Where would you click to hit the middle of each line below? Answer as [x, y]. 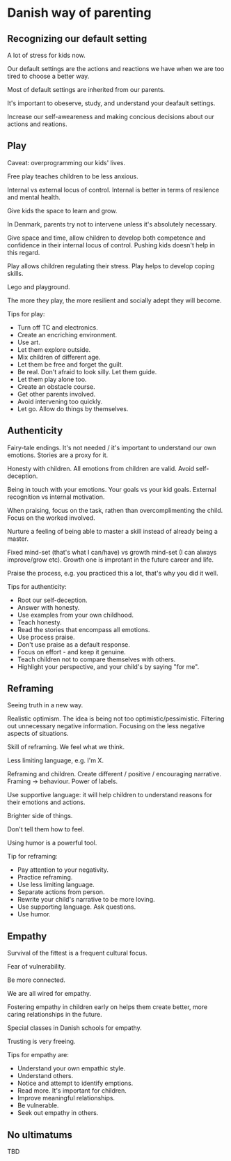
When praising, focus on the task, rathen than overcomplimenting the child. [115, 510]
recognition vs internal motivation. [56, 497]
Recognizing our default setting [77, 39]
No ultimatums [40, 1135]
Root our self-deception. [53, 600]
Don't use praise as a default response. [73, 644]
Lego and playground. [39, 286]
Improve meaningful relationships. [66, 1098]
